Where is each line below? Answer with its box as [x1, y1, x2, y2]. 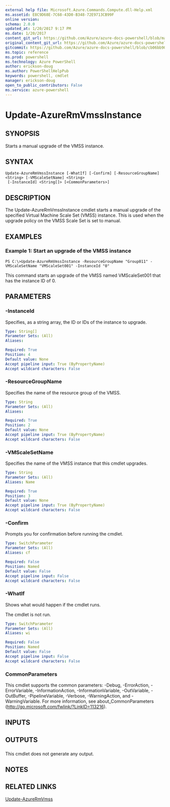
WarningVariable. [5, 698, 41, 704]
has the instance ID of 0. [5, 277, 57, 284]
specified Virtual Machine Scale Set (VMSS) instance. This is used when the [5, 212, 164, 218]
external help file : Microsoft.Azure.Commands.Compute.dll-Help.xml [5, 7, 153, 13]
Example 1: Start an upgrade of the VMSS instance [5, 248, 132, 255]
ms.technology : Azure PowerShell [5, 59, 76, 64]
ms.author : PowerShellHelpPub [5, 69, 69, 74]
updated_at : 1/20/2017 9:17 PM [5, 26, 71, 31]
